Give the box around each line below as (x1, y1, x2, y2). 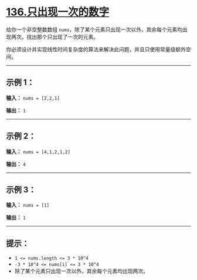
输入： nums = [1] (6, 201, 50, 209)
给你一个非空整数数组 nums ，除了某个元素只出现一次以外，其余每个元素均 (6, 26, 183, 33)
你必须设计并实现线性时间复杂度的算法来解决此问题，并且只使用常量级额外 (6, 45, 186, 53)
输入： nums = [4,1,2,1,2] (6, 148, 70, 155)
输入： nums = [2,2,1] (6, 94, 60, 101)
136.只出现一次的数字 (6, 5, 110, 19)
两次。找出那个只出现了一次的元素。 (11, 33, 98, 40)
